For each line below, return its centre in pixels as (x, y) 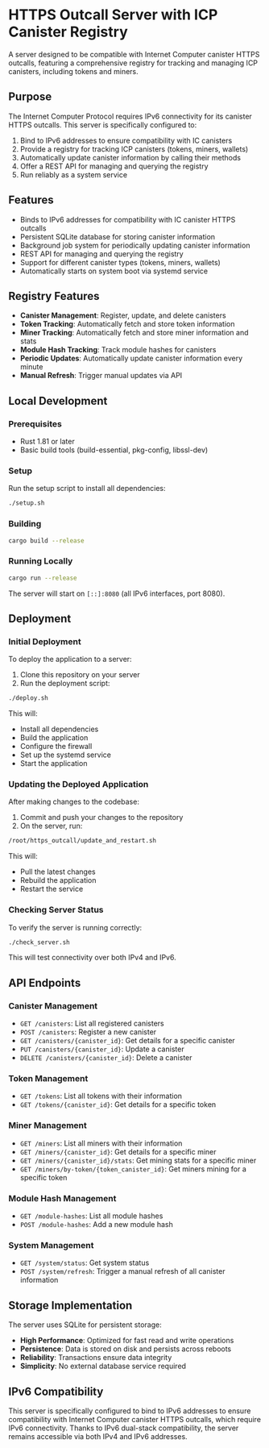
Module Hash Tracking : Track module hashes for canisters (118, 350)
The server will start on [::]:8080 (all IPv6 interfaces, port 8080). (117, 593)
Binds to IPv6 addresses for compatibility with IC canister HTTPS (128, 219)
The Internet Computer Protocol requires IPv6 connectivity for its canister (130, 116)
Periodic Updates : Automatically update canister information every (131, 358)
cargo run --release (43, 578)
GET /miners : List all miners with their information (101, 1143)
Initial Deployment (45, 641)
